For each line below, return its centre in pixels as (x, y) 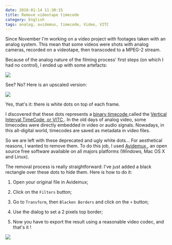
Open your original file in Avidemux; (51, 182)
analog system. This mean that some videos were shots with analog (77, 45)
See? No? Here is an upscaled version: (46, 85)
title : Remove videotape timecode (42, 15)
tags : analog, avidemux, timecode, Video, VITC (57, 24)
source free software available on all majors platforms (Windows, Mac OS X (85, 151)
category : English (25, 19)
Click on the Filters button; (42, 192)
